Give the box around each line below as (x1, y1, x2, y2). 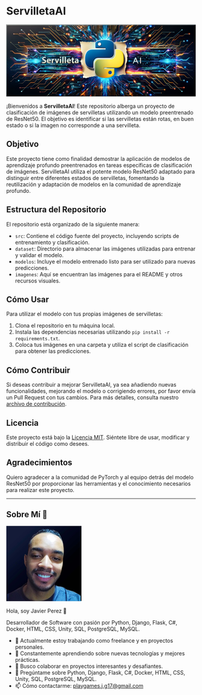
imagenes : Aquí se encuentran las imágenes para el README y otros (14, 270, 183, 278)
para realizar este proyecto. (6, 486, 75, 493)
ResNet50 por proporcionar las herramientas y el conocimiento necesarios (6, 480, 191, 487)
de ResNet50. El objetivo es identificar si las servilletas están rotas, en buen (6, 115, 194, 122)
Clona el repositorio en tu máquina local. (14, 322, 115, 329)
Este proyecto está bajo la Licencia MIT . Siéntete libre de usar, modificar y (6, 434, 190, 441)
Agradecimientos (6, 458, 73, 468)
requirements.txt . (14, 335, 60, 342)
